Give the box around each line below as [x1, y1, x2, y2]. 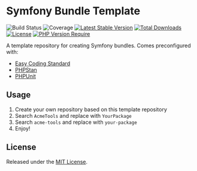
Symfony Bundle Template [6, 4, 141, 18]
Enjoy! [14, 124, 31, 132]
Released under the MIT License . [6, 158, 88, 165]
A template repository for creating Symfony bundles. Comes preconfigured [6, 42, 192, 49]
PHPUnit [14, 72, 36, 80]
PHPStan [14, 66, 37, 73]
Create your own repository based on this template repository [14, 106, 168, 113]
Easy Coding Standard [14, 60, 71, 67]
